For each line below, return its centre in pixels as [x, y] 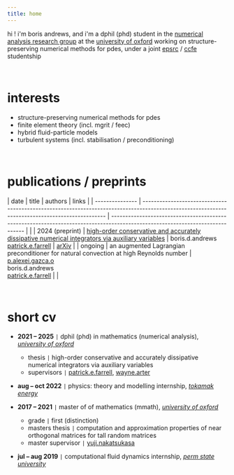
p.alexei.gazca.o [31, 261]
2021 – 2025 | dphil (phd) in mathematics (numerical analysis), [108, 336]
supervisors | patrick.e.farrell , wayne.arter [89, 373]
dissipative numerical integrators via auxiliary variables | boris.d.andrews [112, 238]
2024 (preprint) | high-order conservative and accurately [119, 230]
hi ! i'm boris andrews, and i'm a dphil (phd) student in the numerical [105, 34]
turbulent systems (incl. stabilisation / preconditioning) [96, 139]
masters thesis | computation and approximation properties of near [125, 428]
